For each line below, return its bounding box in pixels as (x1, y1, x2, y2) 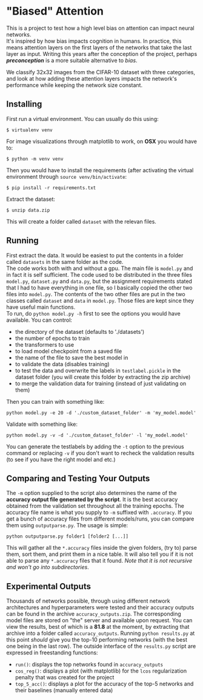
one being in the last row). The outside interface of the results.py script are (6, 643, 196, 650)
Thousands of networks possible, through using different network (6, 597, 171, 605)
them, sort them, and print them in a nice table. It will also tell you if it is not (6, 550, 194, 558)
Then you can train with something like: (6, 398, 105, 405)
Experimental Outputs (6, 581, 91, 591)
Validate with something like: (6, 420, 78, 428)
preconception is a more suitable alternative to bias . (6, 57, 138, 64)
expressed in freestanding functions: (6, 649, 98, 656)
